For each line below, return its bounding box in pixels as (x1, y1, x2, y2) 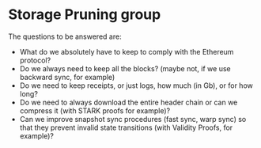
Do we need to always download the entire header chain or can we (19, 97, 238, 107)
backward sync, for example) (19, 72, 115, 82)
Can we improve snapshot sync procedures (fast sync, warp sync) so (19, 114, 247, 123)
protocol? (19, 55, 51, 65)
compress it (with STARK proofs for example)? (19, 105, 171, 116)
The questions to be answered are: (8, 32, 122, 41)
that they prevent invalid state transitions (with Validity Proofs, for (19, 123, 233, 132)
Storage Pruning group (8, 6, 161, 24)
